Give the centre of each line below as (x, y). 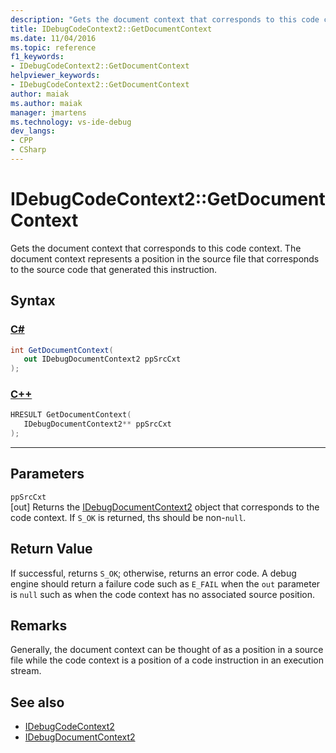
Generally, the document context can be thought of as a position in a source (167, 650)
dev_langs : (33, 131)
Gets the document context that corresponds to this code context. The (156, 248)
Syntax (33, 301)
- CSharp (28, 150)
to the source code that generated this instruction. (114, 269)
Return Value (51, 549)
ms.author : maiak (46, 103)
